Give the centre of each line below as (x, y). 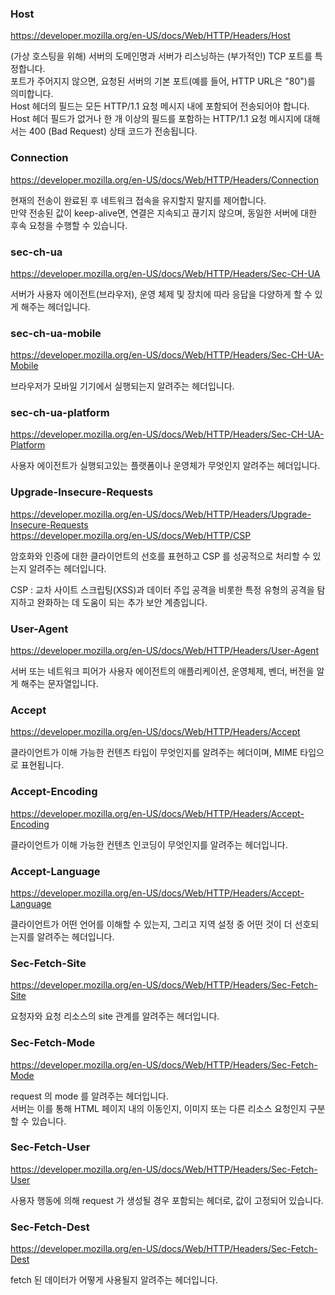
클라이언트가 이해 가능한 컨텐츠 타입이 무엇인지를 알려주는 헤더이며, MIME (154, 753)
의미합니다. (32, 94)
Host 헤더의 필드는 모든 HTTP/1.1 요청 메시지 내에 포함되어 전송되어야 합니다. (160, 106)
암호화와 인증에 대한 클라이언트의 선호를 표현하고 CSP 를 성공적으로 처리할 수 (160, 556)
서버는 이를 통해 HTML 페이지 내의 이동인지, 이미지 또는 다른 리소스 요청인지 (158, 1108)
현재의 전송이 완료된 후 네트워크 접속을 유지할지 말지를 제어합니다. (138, 200)
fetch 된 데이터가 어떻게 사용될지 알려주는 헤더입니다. (114, 1280)
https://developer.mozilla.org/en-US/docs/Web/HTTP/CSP (131, 535)
